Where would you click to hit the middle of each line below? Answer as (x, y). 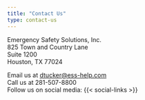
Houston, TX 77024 (35, 61)
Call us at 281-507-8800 (42, 82)
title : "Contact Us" (37, 13)
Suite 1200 (22, 54)
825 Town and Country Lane (48, 47)
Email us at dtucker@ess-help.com (57, 75)
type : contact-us (32, 20)
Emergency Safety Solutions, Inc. (54, 39)
